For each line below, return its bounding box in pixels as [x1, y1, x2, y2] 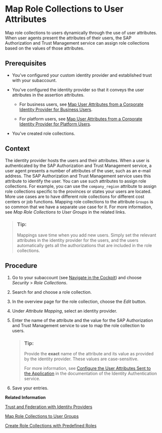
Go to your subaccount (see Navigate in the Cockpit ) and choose [12, 274, 142, 280]
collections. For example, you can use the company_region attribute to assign [5, 183, 157, 189]
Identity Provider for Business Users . [19, 106, 93, 112]
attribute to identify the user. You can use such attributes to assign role [5, 178, 147, 184]
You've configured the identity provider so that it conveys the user [12, 86, 144, 93]
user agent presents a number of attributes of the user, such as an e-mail [5, 167, 151, 173]
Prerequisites [5, 59, 46, 67]
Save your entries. [12, 385, 49, 391]
